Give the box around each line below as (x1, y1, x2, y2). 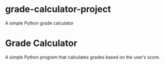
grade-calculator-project (5, 3, 111, 15)
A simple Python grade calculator (5, 20, 74, 26)
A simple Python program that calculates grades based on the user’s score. (5, 54, 160, 60)
